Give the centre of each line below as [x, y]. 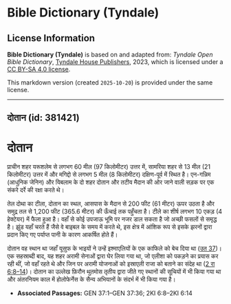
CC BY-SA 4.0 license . [39, 69]
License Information [51, 38]
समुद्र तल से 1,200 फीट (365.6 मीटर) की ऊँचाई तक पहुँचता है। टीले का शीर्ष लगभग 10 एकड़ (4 [115, 212]
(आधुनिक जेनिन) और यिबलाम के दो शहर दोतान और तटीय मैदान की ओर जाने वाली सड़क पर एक [111, 182]
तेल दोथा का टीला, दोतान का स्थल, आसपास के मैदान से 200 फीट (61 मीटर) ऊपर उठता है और [111, 204]
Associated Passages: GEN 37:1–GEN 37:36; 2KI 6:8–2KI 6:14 [104, 293]
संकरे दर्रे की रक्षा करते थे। [36, 190]
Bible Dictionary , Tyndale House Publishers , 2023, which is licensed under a [115, 62]
